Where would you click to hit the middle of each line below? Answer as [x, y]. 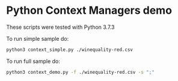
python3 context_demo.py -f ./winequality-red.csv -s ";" [80, 72]
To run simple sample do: [38, 38]
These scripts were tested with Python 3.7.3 [60, 27]
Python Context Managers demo [89, 10]
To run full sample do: [33, 61]
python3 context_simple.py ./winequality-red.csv [70, 49]
